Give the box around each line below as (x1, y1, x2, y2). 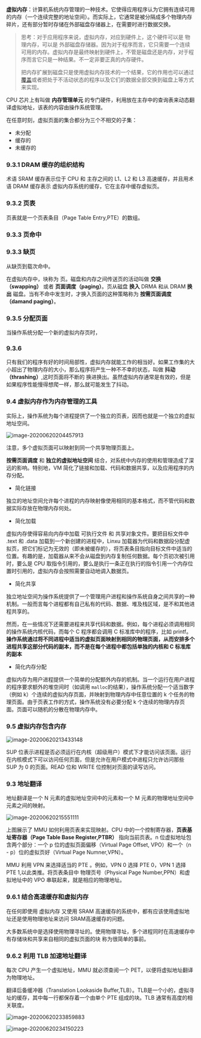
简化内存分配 (14, 663, 47, 670)
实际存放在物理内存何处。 (11, 504, 75, 512)
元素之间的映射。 (6, 802, 48, 809)
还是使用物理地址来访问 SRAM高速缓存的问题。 (11, 915, 128, 922)
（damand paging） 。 (6, 297, 60, 305)
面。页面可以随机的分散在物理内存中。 (6, 705, 100, 713)
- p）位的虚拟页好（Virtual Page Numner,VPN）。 (6, 849, 127, 856)
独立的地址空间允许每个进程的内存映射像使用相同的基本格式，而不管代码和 (6, 497, 190, 504)
